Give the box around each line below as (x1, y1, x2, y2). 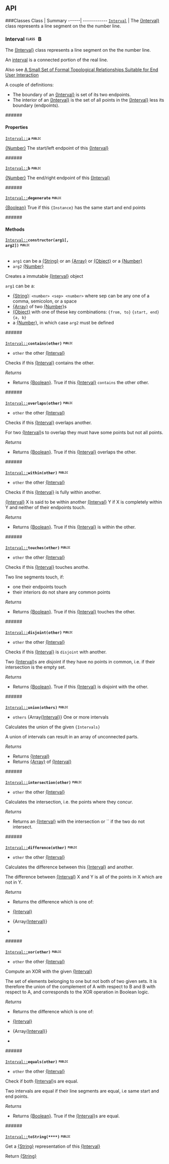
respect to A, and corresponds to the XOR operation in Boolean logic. (5, 989, 149, 995)
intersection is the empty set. (5, 664, 66, 670)
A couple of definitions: (5, 82, 54, 88)
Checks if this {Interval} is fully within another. (5, 489, 101, 495)
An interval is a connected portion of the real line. (5, 57, 108, 63)
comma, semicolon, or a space (12, 298, 77, 304)
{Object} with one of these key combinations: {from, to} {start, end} (12, 309, 159, 315)
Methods (5, 226, 25, 232)
